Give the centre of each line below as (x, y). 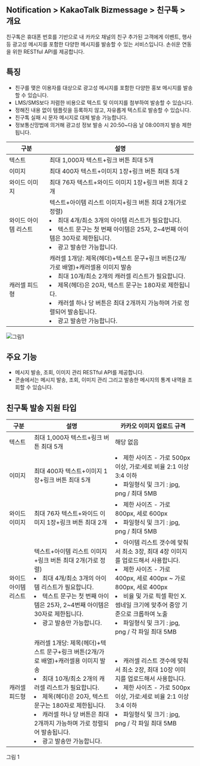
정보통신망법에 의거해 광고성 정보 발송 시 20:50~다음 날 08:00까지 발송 (98, 125)
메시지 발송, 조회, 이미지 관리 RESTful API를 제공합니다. (79, 373)
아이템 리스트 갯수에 (149, 543)
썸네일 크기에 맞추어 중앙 (148, 605)
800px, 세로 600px (141, 514)
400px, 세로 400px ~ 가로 (150, 579)
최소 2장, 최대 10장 (148, 670)
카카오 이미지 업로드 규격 (153, 426)
